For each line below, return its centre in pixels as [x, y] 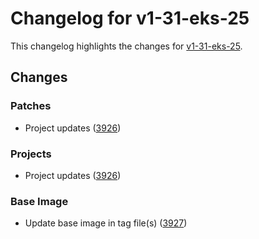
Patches [31, 106]
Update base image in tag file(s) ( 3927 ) [106, 223]
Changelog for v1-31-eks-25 [130, 18]
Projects [31, 154]
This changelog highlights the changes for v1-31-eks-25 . [126, 46]
